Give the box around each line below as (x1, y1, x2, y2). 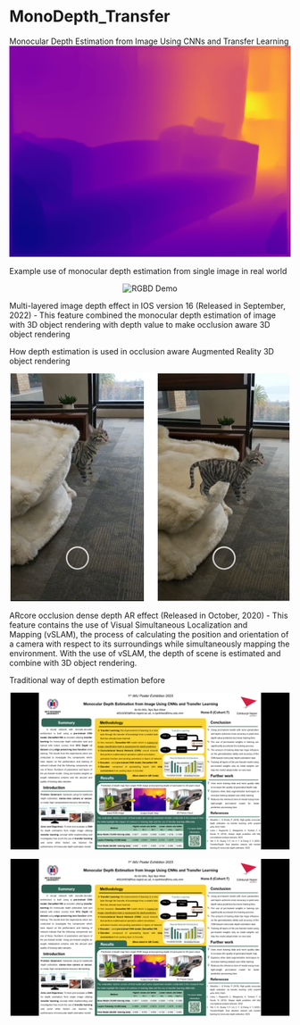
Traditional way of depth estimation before (9, 674, 166, 685)
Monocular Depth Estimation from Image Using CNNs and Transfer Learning (9, 36, 289, 46)
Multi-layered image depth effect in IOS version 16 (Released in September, (9, 300, 286, 311)
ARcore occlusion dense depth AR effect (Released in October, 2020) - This (9, 610, 288, 621)
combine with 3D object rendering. (9, 657, 137, 668)
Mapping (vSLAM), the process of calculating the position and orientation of (9, 629, 289, 639)
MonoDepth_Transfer (9, 6, 171, 27)
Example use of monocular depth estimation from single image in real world (9, 265, 287, 276)
